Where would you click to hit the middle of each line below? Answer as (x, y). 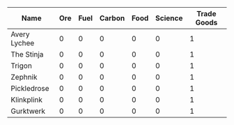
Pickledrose (30, 88)
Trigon (22, 66)
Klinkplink (27, 100)
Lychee (23, 43)
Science (169, 18)
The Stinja (27, 54)
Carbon (112, 18)
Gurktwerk (28, 111)
